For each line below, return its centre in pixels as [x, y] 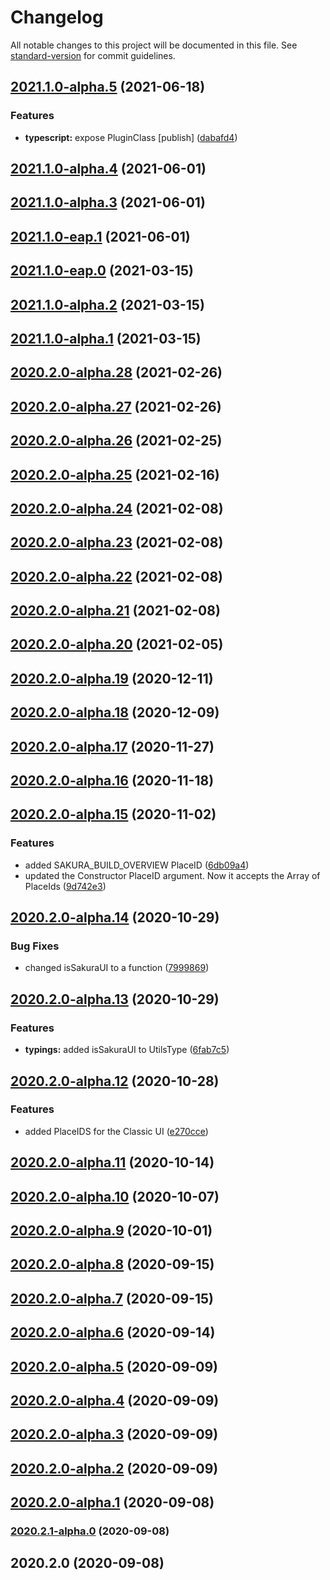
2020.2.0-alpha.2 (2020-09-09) [114, 1468]
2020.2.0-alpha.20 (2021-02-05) [117, 644]
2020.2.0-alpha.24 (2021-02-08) [117, 508]
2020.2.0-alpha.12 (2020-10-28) [115, 1081]
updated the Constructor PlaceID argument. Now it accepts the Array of [172, 875]
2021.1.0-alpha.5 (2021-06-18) [108, 87]
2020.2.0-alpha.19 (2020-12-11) [112, 678]
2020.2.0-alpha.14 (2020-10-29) [115, 917]
